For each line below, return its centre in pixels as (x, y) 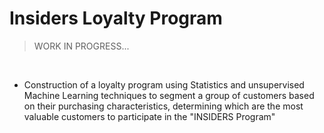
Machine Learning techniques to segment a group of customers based (169, 95)
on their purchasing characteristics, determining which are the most (163, 106)
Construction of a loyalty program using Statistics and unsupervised (164, 84)
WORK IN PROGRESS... (81, 46)
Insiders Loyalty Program (116, 18)
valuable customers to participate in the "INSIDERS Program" (149, 116)
